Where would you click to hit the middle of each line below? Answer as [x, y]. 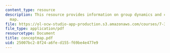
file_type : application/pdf [35, 29]
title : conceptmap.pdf [29, 38]
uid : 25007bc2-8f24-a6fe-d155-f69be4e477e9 [52, 43]
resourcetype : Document [30, 33]
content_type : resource [30, 10]
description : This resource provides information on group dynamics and [83, 15]
